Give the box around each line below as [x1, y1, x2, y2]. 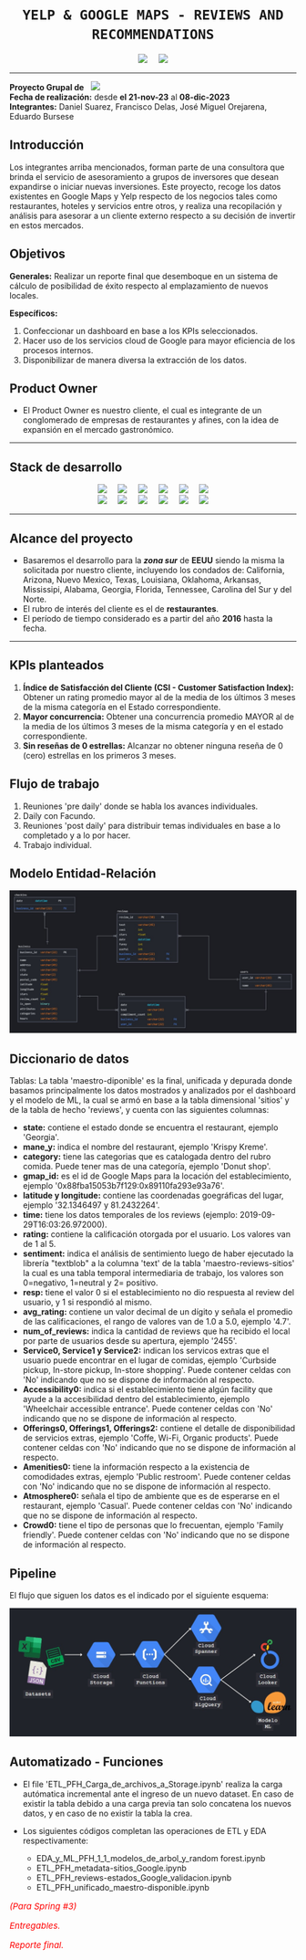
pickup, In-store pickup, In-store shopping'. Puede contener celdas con [22, 1365, 291, 1376]
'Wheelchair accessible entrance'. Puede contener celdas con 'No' [22, 1403, 273, 1414]
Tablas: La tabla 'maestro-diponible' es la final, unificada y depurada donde [9, 1075, 293, 1086]
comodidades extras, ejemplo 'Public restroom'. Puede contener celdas [22, 1472, 291, 1483]
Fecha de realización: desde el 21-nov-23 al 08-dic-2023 [9, 91, 230, 102]
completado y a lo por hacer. [22, 830, 131, 841]
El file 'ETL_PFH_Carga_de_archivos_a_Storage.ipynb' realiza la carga [22, 1778, 283, 1789]
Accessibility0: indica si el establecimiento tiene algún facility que [22, 1384, 273, 1395]
